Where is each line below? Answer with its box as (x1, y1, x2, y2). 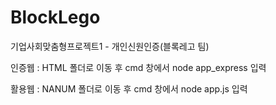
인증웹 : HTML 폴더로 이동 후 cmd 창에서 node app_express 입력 (10, 61, 267, 73)
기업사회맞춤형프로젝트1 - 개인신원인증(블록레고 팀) (10, 40, 210, 52)
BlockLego (10, 6, 101, 29)
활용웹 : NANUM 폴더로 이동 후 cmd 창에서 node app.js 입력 (10, 82, 248, 95)
